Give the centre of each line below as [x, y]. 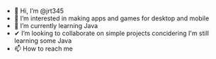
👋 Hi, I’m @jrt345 [39, 11]
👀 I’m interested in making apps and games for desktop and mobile [112, 18]
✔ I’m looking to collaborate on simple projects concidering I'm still [111, 33]
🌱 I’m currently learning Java [56, 26]
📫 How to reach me [43, 48]
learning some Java [43, 41]
